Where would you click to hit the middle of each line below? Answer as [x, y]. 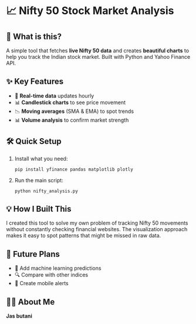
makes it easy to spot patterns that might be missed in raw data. [84, 236]
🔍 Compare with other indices [51, 275]
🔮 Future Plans [33, 254]
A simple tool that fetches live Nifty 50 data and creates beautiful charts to [98, 51]
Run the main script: [39, 180]
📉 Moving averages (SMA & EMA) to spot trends [74, 111]
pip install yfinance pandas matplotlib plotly [74, 169]
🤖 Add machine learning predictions [58, 268]
